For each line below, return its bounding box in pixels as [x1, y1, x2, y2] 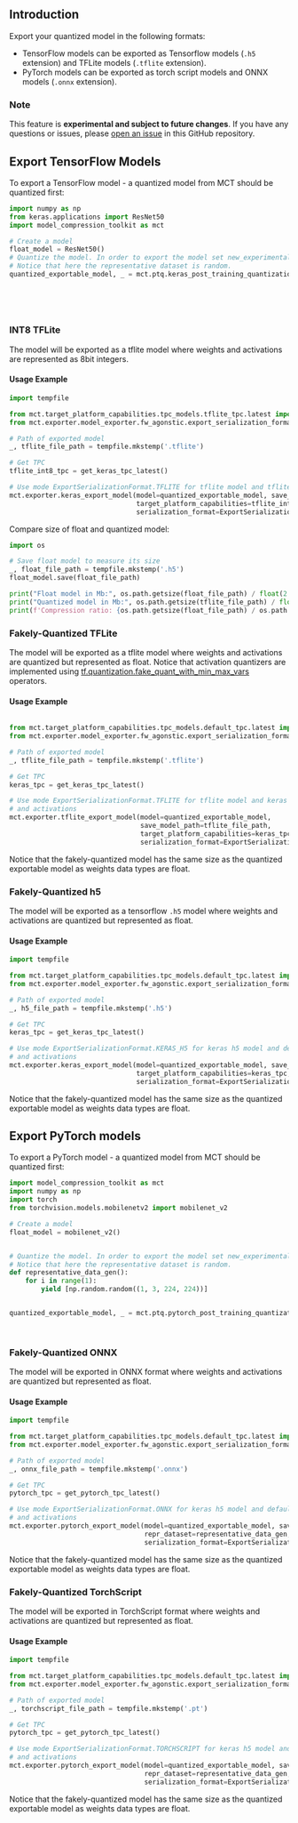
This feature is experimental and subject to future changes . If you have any [9, 119, 289, 130]
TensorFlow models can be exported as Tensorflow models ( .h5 [21, 48, 256, 59]
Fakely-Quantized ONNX [9, 1346, 118, 1359]
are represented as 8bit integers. [9, 353, 129, 364]
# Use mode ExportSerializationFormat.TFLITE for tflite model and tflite [9, 483, 292, 492]
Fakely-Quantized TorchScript [9, 1586, 142, 1598]
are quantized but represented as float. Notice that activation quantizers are [9, 656, 286, 667]
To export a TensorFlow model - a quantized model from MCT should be [9, 177, 273, 188]
